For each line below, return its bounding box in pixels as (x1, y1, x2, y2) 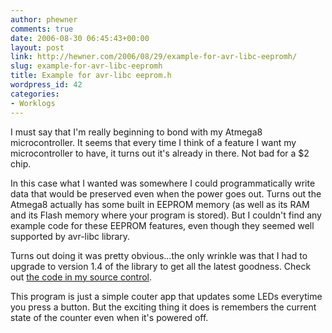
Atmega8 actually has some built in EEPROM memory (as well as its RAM (10, 198, 310, 210)
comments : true (10, 24, 74, 34)
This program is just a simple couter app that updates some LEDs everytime (10, 290, 323, 302)
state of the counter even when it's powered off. (10, 311, 209, 323)
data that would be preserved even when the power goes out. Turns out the (10, 187, 322, 200)
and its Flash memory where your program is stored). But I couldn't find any (10, 209, 322, 221)
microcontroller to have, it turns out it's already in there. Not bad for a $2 (10, 147, 310, 159)
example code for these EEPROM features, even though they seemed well (10, 219, 315, 231)
